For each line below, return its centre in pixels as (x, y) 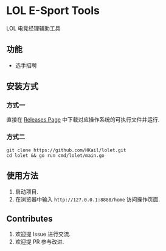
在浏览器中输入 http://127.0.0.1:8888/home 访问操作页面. (87, 199)
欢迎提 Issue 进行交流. (43, 234)
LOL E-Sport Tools (53, 11)
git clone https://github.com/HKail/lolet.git (66, 150)
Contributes (29, 218)
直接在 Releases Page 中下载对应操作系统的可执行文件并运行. (83, 120)
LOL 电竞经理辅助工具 (33, 28)
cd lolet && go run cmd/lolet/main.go (55, 155)
